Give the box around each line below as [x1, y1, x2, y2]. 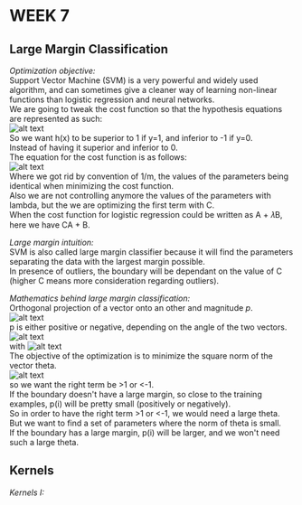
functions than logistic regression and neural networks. [9, 94, 215, 105]
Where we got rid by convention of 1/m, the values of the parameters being [9, 171, 289, 182]
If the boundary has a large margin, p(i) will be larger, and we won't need [9, 427, 280, 438]
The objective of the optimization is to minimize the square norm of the [9, 351, 274, 361]
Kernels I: [9, 487, 45, 498]
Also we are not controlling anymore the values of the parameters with [9, 191, 271, 201]
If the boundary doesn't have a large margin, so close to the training [9, 389, 262, 399]
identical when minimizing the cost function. [9, 181, 175, 191]
